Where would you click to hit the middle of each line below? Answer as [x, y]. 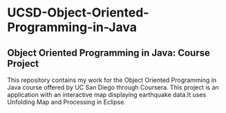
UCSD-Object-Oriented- [78, 13]
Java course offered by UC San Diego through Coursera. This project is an [113, 87]
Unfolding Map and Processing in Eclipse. [67, 102]
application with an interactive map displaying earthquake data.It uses [107, 95]
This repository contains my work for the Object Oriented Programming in [112, 80]
